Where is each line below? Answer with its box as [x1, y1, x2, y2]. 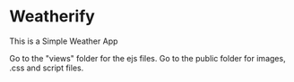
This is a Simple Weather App [9, 36, 118, 46]
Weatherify [9, 6, 96, 27]
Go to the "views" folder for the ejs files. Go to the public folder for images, [9, 53, 286, 63]
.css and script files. [9, 62, 84, 73]
